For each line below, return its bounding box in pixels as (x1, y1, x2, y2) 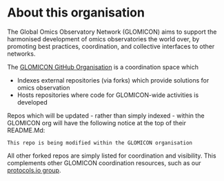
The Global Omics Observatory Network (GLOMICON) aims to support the (7, 28, 217, 36)
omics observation (17, 83, 70, 92)
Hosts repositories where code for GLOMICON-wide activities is (17, 91, 199, 99)
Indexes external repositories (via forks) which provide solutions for (17, 76, 210, 84)
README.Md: (7, 126, 45, 134)
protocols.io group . (7, 166, 61, 174)
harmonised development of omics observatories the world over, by (7, 34, 200, 43)
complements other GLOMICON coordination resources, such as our (7, 158, 201, 167)
